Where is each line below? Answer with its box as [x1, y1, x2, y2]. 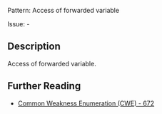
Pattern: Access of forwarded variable [7, 6, 120, 14]
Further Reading [7, 80, 81, 92]
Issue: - [7, 20, 30, 28]
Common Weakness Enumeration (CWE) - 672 [17, 99, 155, 108]
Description [7, 41, 61, 53]
